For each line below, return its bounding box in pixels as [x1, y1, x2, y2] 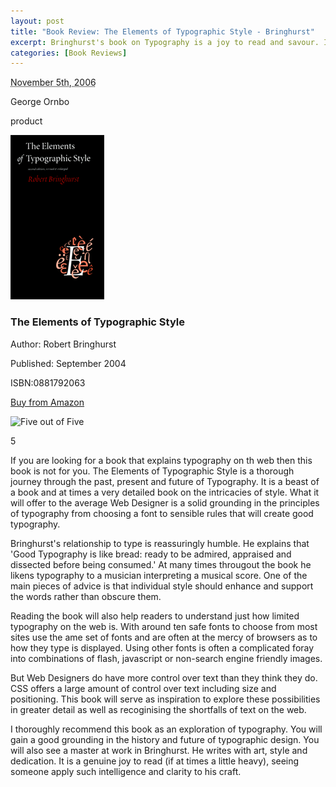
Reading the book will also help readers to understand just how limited [10, 610, 300, 622]
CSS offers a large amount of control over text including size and [10, 682, 277, 694]
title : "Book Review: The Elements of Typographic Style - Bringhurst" [10, 26, 315, 37]
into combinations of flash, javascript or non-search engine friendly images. [10, 652, 323, 664]
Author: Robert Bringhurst [10, 338, 117, 350]
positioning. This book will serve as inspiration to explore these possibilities [10, 693, 321, 705]
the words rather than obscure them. [10, 590, 162, 602]
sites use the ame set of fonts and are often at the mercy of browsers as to [10, 631, 318, 643]
